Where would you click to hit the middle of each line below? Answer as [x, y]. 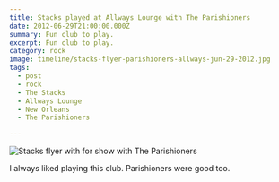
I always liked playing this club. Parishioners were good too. [120, 169]
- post [30, 76]
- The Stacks [42, 92]
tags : [19, 68]
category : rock [38, 51]
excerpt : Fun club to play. [62, 43]
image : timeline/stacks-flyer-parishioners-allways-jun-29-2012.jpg [140, 59]
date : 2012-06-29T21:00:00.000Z [70, 26]
